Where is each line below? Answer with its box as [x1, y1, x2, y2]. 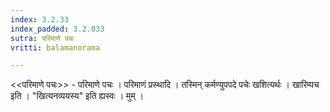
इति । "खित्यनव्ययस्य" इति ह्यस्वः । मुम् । [10, 90, 145, 102]
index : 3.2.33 [10, 14, 70, 25]
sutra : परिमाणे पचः [10, 33, 75, 43]
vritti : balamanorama [10, 42, 101, 53]
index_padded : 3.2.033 [10, 24, 105, 34]
